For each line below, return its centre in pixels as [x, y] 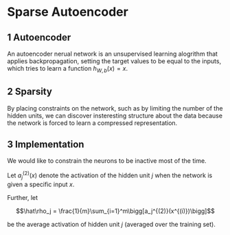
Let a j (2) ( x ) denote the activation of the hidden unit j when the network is [110, 175]
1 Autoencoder [39, 37]
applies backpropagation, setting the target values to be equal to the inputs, [114, 61]
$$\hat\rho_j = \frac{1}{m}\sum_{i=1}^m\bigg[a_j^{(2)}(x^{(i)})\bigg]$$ [115, 211]
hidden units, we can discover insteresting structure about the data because [115, 115]
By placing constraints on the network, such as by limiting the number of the [115, 108]
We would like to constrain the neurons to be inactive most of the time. [107, 161]
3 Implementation [46, 144]
